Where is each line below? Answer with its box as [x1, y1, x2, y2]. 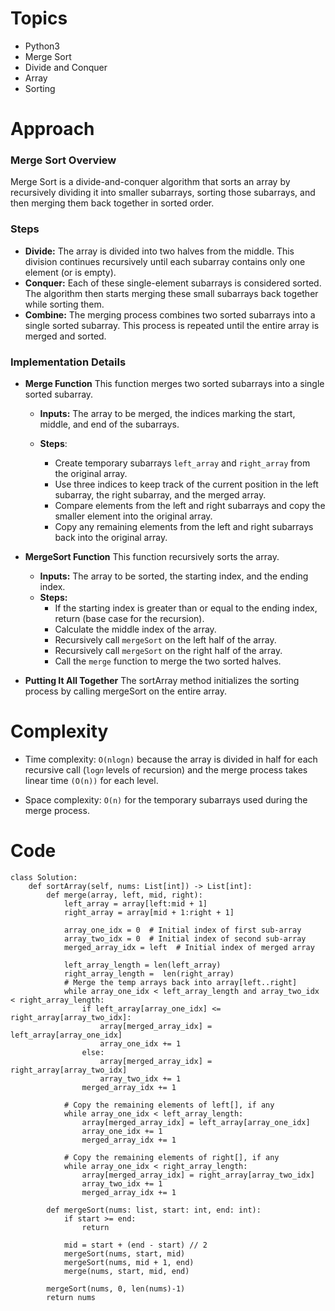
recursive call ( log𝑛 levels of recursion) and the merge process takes [24, 763, 308, 776]
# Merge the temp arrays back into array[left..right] [63, 977, 298, 987]
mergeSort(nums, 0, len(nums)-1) [46, 1283, 186, 1294]
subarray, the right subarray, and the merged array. [54, 489, 267, 501]
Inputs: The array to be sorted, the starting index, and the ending [39, 570, 309, 582]
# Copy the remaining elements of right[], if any [63, 1152, 280, 1162]
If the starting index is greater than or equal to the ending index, [54, 602, 318, 614]
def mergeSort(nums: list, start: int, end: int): [46, 1205, 262, 1215]
